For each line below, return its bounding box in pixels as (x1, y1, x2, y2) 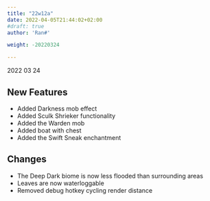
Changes (7, 154, 47, 165)
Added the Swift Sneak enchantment (16, 133, 121, 141)
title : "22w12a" (7, 10, 54, 17)
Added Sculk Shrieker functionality (16, 111, 116, 120)
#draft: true (7, 23, 45, 29)
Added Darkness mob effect (16, 104, 97, 113)
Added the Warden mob (16, 119, 85, 127)
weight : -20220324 (7, 42, 60, 49)
